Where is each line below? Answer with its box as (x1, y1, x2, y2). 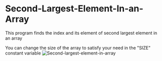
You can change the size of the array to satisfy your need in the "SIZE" (5, 45, 151, 51)
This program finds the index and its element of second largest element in (5, 30, 157, 36)
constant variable (5, 50, 41, 56)
